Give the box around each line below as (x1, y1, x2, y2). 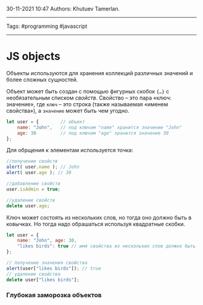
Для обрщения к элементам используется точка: (6, 147, 134, 154)
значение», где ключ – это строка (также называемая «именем (6, 100, 169, 108)
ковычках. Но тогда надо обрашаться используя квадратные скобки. (6, 220, 185, 227)
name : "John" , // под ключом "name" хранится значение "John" (17, 124, 182, 130)
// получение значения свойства (6, 260, 88, 266)
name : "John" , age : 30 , (17, 238, 77, 244)
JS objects (6, 50, 60, 63)
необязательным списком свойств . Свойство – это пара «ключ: (6, 94, 172, 101)
